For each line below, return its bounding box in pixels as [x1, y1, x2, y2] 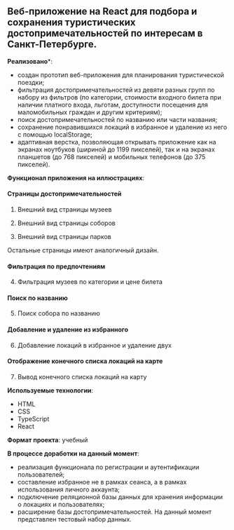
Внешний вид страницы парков [17, 233, 111, 241]
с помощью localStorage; [17, 130, 92, 139]
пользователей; [17, 470, 65, 479]
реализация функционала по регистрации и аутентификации [17, 463, 200, 471]
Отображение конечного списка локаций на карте [7, 357, 163, 365]
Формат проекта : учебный [7, 435, 88, 444]
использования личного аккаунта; [17, 485, 121, 494]
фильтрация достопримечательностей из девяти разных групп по [17, 86, 215, 94]
